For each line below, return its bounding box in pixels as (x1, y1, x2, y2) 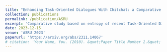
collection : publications (5, 12, 59, 17)
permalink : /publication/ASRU (5, 16, 68, 21)
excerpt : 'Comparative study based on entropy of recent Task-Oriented (5, 21, 157, 26)
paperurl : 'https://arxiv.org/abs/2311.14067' (5, 35, 103, 40)
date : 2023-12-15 (5, 26, 41, 31)
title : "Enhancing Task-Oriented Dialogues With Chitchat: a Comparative (5, 7, 162, 12)
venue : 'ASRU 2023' (5, 30, 46, 35)
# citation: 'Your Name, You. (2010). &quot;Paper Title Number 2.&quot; (5, 40, 162, 45)
